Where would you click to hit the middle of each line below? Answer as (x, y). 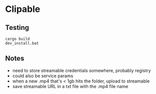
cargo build (17, 39)
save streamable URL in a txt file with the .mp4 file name (70, 86)
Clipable (23, 9)
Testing (17, 28)
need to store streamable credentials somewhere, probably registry (81, 70)
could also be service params (43, 76)
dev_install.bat (22, 43)
